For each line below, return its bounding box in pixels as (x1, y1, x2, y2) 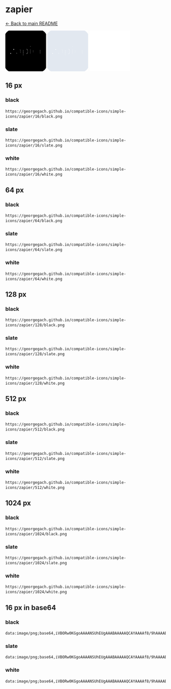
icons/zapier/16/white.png (5, 172, 63, 177)
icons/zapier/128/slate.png (5, 352, 65, 357)
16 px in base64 (5, 603, 56, 612)
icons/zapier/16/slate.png (5, 142, 63, 148)
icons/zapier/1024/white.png (5, 589, 67, 595)
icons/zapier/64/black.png (5, 218, 63, 223)
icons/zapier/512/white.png (5, 485, 65, 491)
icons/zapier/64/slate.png (5, 247, 63, 252)
